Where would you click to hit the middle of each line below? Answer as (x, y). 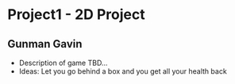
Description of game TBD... (63, 63)
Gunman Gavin (45, 44)
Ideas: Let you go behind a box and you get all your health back (123, 71)
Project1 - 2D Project (76, 15)
